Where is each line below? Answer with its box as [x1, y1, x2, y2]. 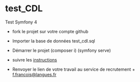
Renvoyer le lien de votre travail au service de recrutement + [12, 66, 136, 72]
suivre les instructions [12, 57, 57, 62]
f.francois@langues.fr [12, 71, 57, 77]
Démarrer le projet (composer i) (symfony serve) [12, 47, 111, 53]
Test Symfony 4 [5, 19, 37, 25]
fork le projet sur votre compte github [12, 28, 89, 34]
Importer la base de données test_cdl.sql [12, 38, 95, 44]
